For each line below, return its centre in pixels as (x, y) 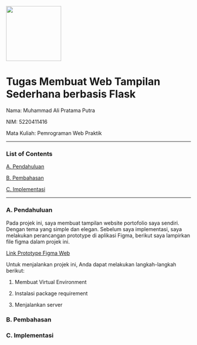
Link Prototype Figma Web (38, 253)
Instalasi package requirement (51, 293)
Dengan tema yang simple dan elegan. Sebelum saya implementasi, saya (94, 229)
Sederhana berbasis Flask (71, 94)
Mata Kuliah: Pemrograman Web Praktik (54, 133)
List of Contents (29, 154)
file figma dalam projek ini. (38, 241)
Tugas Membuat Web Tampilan (83, 82)
